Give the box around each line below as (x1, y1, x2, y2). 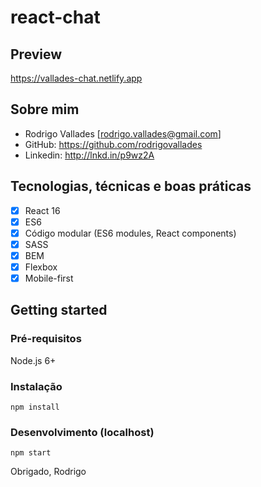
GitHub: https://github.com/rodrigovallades (24, 138, 203, 150)
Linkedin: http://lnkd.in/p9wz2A (24, 149, 155, 161)
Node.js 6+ (10, 354, 57, 366)
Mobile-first (24, 272, 74, 284)
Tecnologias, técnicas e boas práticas (10, 178, 252, 195)
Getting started (10, 302, 108, 319)
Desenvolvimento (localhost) (10, 425, 155, 439)
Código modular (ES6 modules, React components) (24, 227, 237, 239)
